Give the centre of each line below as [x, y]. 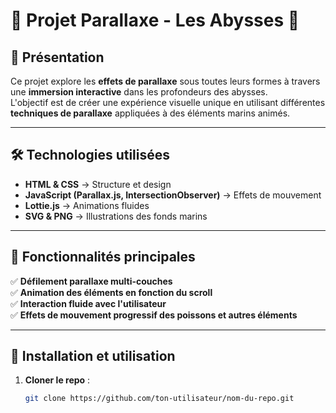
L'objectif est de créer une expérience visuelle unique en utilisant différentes [168, 102]
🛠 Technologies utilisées [90, 155]
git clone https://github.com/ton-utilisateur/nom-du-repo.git [159, 399]
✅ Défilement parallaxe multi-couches [91, 281]
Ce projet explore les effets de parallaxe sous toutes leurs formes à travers [165, 81]
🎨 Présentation [57, 57]
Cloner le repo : [57, 380]
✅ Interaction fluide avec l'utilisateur [88, 303]
